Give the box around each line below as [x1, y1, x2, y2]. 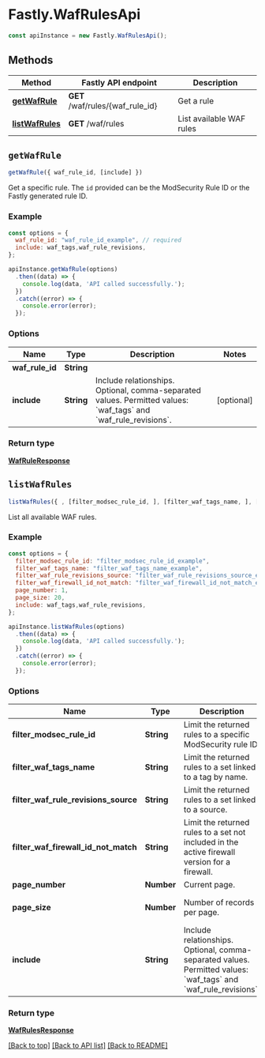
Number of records [184, 897, 255, 908]
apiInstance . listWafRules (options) [8, 623, 125, 631]
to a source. [184, 804, 228, 815]
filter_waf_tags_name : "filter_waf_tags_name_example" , [15, 564, 203, 572]
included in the [184, 837, 239, 848]
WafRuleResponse [8, 456, 70, 465]
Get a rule [177, 95, 215, 106]
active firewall [184, 847, 236, 858]
